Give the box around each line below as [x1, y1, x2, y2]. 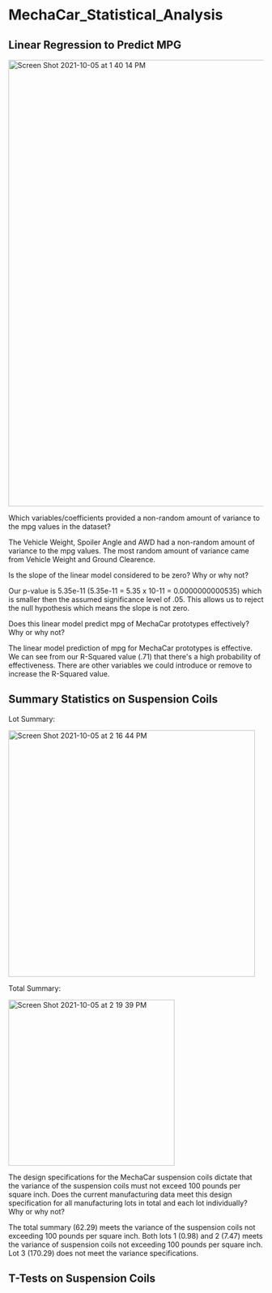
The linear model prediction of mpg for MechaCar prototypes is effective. [8, 643, 253, 653]
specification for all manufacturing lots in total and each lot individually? [8, 1197, 249, 1208]
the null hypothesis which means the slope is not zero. [8, 604, 190, 612]
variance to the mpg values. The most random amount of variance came [8, 546, 249, 556]
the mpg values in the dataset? [8, 522, 111, 531]
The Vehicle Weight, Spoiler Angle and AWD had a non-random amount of [8, 537, 255, 547]
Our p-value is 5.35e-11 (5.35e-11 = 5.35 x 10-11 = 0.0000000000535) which [8, 586, 262, 595]
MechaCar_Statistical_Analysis [8, 6, 223, 24]
